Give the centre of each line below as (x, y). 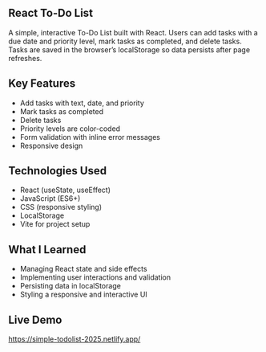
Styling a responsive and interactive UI (84, 295)
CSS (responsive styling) (61, 207)
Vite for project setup (55, 224)
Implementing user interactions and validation (95, 277)
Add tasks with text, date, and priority (82, 103)
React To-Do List (51, 13)
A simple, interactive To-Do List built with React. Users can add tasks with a (133, 32)
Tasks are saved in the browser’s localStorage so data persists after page (129, 49)
